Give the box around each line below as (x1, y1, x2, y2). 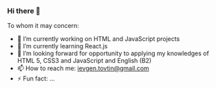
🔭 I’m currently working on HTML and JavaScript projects (17, 35, 180, 43)
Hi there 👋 (7, 6, 41, 16)
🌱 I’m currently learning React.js (17, 42, 108, 50)
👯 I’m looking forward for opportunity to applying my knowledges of (17, 49, 210, 57)
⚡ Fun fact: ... (17, 74, 55, 83)
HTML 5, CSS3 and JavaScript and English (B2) (17, 57, 152, 65)
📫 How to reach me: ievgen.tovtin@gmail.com (17, 64, 149, 72)
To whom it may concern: (7, 22, 79, 30)
